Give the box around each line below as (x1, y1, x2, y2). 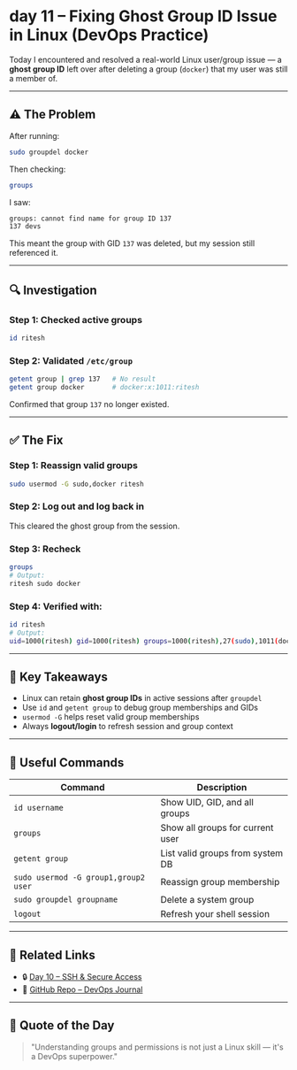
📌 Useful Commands (9, 755, 125, 770)
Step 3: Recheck (9, 543, 81, 555)
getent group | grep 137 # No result (9, 374, 156, 384)
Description (196, 781, 247, 794)
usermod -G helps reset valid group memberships (21, 712, 200, 722)
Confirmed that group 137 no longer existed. (9, 398, 170, 409)
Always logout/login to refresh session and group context (21, 721, 234, 732)
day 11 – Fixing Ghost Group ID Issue (9, 6, 278, 27)
